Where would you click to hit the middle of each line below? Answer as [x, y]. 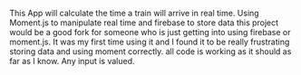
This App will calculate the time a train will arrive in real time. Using [135, 13]
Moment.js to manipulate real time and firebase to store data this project [144, 23]
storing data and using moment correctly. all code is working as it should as [150, 52]
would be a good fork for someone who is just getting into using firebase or [150, 32]
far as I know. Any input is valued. [72, 61]
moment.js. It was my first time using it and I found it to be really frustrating [150, 42]
